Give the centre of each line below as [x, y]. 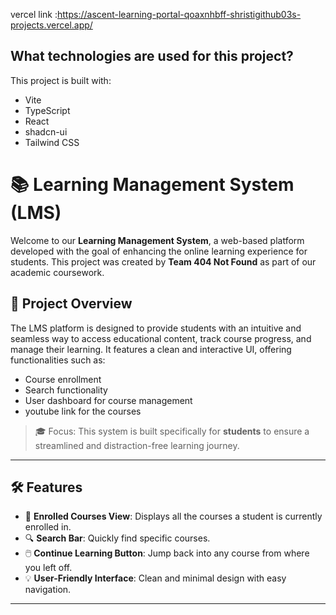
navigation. [48, 590]
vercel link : [34, 14]
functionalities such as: [58, 360]
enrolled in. [48, 527]
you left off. [48, 568]
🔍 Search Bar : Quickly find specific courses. [117, 538]
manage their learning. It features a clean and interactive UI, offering [151, 349]
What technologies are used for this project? [152, 56]
